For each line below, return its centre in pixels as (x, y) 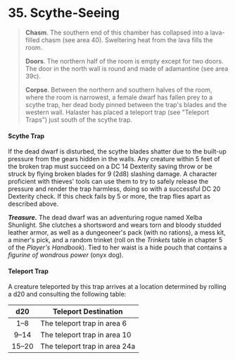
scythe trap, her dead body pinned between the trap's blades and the (126, 104)
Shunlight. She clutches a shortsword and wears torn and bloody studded (115, 225)
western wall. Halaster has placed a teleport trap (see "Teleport (117, 112)
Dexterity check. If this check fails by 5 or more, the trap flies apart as (109, 197)
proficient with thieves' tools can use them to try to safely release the (108, 182)
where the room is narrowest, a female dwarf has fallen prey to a (119, 97)
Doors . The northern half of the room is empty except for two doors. (124, 61)
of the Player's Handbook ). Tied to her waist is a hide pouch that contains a (118, 247)
